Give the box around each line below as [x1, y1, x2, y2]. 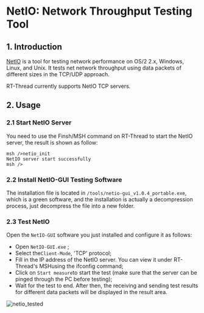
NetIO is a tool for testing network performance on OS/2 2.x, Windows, [6, 58, 185, 65]
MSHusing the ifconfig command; [39, 262, 124, 270]
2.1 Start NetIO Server [6, 118, 72, 127]
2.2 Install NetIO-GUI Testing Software [6, 175, 122, 184]
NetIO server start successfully [6, 156, 91, 162]
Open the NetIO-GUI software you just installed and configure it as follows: [6, 231, 192, 239]
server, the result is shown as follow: [6, 139, 99, 146]
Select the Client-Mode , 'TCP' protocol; [15, 250, 111, 257]
